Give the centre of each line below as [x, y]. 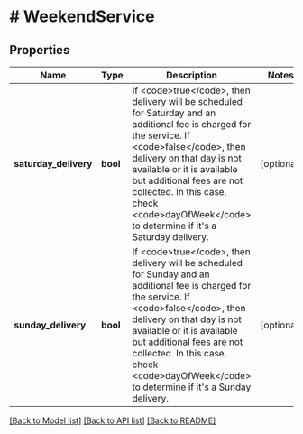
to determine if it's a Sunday [192, 387]
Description [192, 75]
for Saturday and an [174, 113]
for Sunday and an [171, 274]
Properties [40, 50]
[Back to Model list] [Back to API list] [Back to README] [113, 420]
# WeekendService [82, 17]
